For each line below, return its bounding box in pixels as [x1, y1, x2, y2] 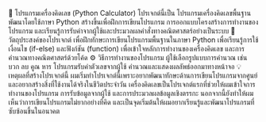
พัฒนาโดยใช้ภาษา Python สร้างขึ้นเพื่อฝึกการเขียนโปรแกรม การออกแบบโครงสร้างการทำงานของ [8, 17, 259, 26]
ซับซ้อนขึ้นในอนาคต [8, 106, 60, 116]
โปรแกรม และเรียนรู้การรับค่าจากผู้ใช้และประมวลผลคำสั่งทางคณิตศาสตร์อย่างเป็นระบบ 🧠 [8, 26, 236, 36]
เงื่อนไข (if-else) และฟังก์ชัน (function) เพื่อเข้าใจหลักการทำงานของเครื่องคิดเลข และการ [8, 44, 245, 53]
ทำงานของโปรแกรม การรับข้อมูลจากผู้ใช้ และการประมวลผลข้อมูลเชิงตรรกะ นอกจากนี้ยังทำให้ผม [8, 89, 254, 97]
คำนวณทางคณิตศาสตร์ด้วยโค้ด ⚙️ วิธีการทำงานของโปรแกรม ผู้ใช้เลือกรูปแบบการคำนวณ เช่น [8, 53, 248, 62]
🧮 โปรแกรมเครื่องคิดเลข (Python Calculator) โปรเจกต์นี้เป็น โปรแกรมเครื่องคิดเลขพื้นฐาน [8, 9, 252, 17]
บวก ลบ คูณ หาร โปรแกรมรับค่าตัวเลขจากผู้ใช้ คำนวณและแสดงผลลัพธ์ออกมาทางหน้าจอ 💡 [8, 62, 242, 71]
